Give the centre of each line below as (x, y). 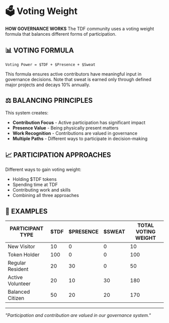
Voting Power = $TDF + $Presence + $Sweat (50, 64)
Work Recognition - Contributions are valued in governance (75, 133)
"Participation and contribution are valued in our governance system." (78, 315)
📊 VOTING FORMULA (39, 51)
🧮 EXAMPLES (26, 211)
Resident (18, 269)
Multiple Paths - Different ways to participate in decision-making (80, 139)
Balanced (19, 292)
